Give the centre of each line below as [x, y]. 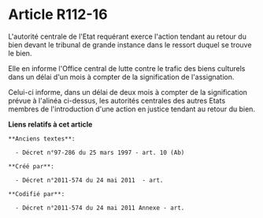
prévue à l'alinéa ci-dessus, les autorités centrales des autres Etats [117, 100]
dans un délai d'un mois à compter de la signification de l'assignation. [121, 77]
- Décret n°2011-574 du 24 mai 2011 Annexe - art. [100, 208]
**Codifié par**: [37, 194]
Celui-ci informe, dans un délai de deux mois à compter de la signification [128, 92]
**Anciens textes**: [42, 139]
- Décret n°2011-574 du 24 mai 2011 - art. [89, 180]
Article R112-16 [58, 15]
